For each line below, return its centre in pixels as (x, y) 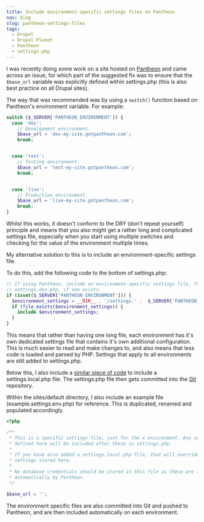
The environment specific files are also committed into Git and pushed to (97, 506)
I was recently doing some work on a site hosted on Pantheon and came (97, 69)
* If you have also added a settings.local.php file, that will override (104, 455)
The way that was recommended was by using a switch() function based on (102, 100)
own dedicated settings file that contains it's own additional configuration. (99, 341)
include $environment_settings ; (58, 312)
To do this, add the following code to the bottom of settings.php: (87, 273)
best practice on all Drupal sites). (48, 88)
